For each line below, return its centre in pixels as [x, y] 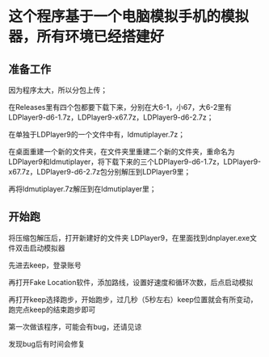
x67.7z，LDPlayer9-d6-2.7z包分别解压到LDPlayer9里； [100, 172]
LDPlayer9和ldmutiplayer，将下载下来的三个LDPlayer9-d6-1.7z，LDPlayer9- [135, 162]
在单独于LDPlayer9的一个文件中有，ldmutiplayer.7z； [97, 134]
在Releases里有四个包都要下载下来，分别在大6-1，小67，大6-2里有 [120, 107]
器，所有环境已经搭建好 [86, 37]
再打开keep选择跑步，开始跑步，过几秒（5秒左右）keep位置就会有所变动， [133, 299]
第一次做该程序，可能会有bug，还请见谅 [75, 326]
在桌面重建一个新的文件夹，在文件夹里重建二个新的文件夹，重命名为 [122, 151]
